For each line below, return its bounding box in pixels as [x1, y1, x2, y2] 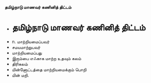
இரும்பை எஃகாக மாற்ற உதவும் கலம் [11, 55, 82, 61]
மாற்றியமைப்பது [11, 50, 42, 56]
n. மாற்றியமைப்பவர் [11, 38, 50, 44]
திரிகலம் [11, 61, 28, 67]
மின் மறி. [11, 72, 29, 78]
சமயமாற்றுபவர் [11, 44, 41, 50]
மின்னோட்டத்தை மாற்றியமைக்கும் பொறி [11, 67, 87, 73]
